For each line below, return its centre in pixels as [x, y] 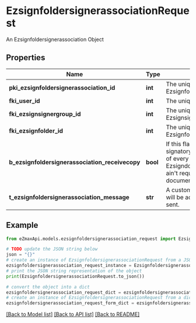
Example [22, 225]
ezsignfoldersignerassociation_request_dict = [64, 292]
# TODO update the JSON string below [52, 249]
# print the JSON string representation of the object [74, 271]
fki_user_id [24, 100]
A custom [179, 190]
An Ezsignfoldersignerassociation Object [55, 39]
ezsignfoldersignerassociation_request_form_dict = [70, 303]
